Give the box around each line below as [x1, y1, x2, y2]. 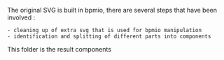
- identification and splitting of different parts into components [7, 33, 211, 40]
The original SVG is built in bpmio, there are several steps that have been [7, 6, 218, 14]
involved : [7, 13, 36, 22]
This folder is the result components [7, 45, 112, 53]
